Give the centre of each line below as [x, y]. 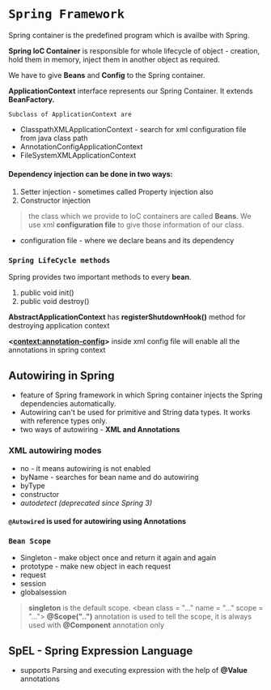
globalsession [43, 592]
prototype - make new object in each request [95, 567]
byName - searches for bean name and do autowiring [110, 477]
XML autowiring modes [55, 451]
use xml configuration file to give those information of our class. [136, 225]
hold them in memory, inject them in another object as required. [114, 59]
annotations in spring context [57, 350]
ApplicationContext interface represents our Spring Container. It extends [131, 91]
